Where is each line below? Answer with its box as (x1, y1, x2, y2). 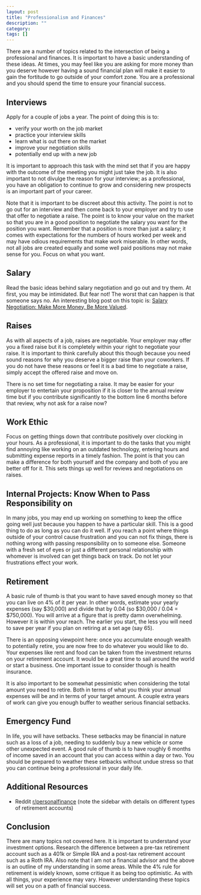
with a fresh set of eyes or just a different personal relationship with (6, 546, 173, 554)
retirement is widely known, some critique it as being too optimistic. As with (6, 870, 193, 877)
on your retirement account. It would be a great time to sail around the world (6, 655, 195, 663)
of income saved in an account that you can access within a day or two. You (6, 751, 194, 759)
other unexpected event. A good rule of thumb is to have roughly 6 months (6, 745, 191, 752)
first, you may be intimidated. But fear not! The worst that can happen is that (6, 290, 195, 298)
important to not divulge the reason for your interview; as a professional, (6, 175, 185, 182)
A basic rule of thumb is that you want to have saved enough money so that (6, 593, 193, 599)
